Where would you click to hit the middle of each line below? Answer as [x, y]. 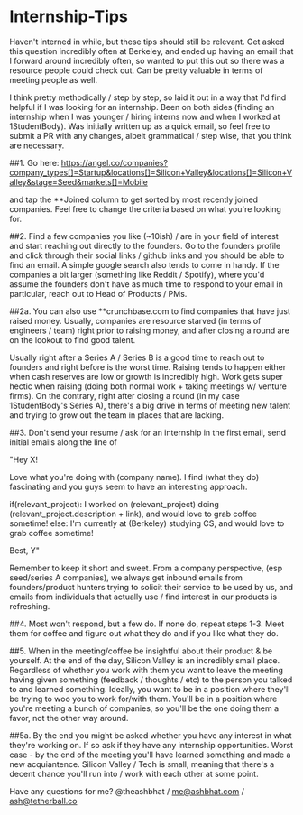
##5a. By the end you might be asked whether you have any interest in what [151, 735]
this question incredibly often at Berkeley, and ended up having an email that [151, 51]
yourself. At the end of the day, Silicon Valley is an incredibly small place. [145, 660]
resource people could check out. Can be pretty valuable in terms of [136, 70]
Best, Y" [25, 550]
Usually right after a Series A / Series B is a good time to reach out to [137, 357]
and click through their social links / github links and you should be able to [147, 255]
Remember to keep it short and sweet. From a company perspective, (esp [146, 568]
